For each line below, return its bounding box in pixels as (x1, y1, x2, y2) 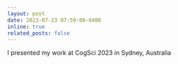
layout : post (7, 10, 45, 17)
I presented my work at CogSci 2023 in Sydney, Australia (7, 49, 172, 57)
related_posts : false (7, 29, 71, 37)
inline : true (7, 23, 45, 30)
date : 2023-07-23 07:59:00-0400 (7, 17, 101, 24)
